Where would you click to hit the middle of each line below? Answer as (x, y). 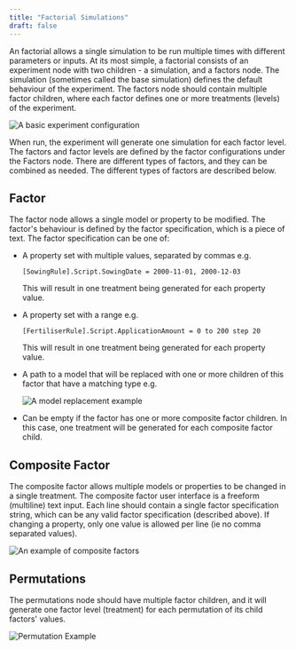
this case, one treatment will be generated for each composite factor (147, 428)
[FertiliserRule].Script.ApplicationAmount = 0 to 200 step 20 (141, 331)
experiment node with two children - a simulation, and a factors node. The (144, 70)
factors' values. (38, 619)
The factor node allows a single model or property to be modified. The (137, 219)
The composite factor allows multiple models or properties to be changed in (148, 487)
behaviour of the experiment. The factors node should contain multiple (138, 89)
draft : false (33, 26)
